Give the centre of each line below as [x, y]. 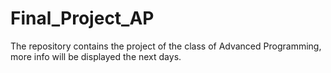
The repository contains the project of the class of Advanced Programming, [166, 46]
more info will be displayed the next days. [96, 56]
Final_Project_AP [82, 18]
